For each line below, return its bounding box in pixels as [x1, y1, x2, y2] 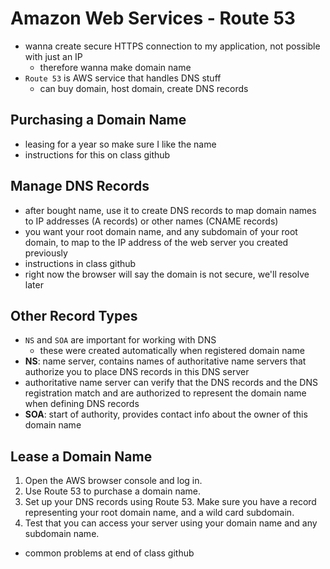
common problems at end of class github [24, 547, 195, 559]
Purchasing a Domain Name [10, 112, 187, 129]
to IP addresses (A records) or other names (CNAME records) [24, 215, 279, 227]
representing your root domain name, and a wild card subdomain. [24, 507, 295, 519]
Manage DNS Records [10, 178, 150, 195]
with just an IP [24, 50, 83, 62]
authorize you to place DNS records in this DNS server [24, 366, 250, 378]
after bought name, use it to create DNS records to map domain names [24, 204, 317, 216]
